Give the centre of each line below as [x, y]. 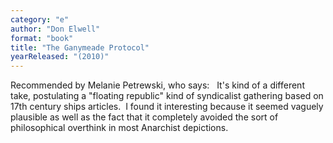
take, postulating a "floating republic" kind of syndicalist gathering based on [167, 96]
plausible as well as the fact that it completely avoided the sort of [144, 117]
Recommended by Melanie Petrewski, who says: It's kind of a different [157, 85]
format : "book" [42, 38]
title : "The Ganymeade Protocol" [80, 47]
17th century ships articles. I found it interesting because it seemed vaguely [167, 107]
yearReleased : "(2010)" [60, 57]
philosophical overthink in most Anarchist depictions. [119, 128]
